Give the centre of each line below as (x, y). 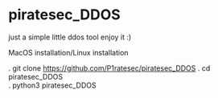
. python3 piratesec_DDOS (52, 85)
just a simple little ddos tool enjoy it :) (70, 37)
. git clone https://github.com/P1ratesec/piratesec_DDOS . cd (109, 68)
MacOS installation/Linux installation (68, 52)
